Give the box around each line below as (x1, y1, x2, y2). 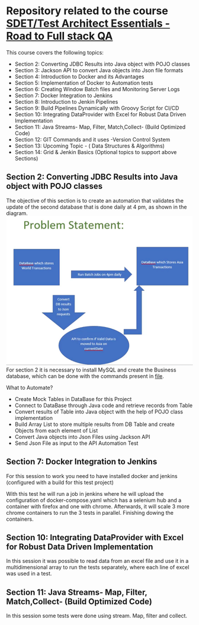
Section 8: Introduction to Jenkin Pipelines (14, 98, 118, 105)
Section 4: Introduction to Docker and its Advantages (14, 73, 145, 80)
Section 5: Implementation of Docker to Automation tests (14, 79, 153, 86)
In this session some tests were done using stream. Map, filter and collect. (6, 612, 188, 620)
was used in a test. (6, 570, 52, 577)
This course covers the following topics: (6, 49, 104, 56)
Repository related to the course (6, 4, 169, 18)
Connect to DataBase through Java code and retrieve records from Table (14, 402, 193, 409)
